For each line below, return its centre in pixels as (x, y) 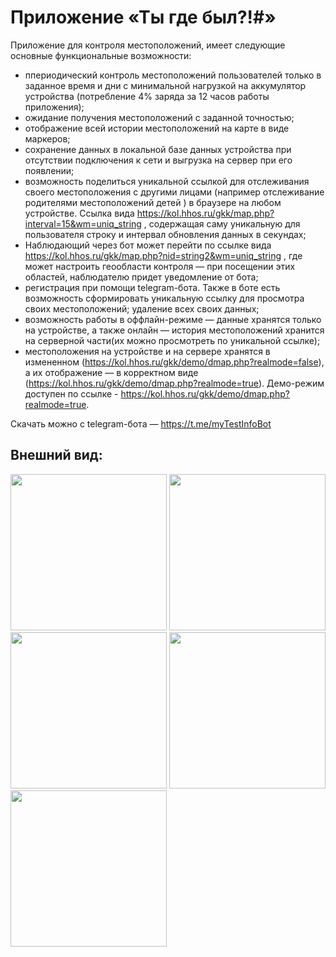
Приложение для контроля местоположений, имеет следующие (148, 45)
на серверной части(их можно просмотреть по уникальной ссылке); (172, 340)
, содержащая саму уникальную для (222, 223)
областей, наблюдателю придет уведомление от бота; (141, 277)
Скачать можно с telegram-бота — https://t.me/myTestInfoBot (141, 423)
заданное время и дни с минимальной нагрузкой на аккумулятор (165, 85)
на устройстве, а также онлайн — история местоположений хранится (174, 330)
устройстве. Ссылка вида (79, 213)
